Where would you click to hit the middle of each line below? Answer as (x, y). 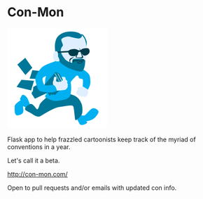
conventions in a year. (39, 147)
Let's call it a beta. (34, 160)
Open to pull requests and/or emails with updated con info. (92, 188)
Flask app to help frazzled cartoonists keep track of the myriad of (101, 139)
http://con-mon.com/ (37, 174)
